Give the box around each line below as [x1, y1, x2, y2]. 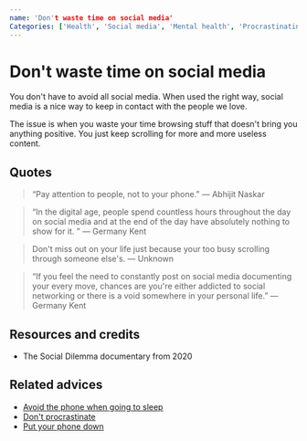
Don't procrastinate [22, 411, 96, 422]
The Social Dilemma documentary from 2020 [22, 351, 193, 362]
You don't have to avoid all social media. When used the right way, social [9, 91, 283, 102]
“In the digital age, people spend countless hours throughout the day [31, 206, 291, 217]
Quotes [9, 164, 53, 180]
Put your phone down [22, 421, 105, 432]
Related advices [9, 377, 103, 393]
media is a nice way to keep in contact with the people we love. [9, 101, 249, 112]
